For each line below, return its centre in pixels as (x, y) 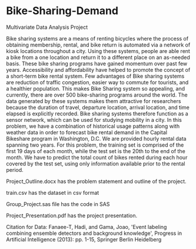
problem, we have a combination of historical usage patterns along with (93, 126)
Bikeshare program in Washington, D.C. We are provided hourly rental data (96, 138)
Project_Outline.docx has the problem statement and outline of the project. (96, 181)
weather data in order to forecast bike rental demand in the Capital (87, 132)
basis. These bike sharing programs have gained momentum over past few (97, 64)
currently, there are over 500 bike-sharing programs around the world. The (97, 95)
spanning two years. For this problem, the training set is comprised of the (95, 145)
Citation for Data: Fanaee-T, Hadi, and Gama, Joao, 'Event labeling (87, 227)
